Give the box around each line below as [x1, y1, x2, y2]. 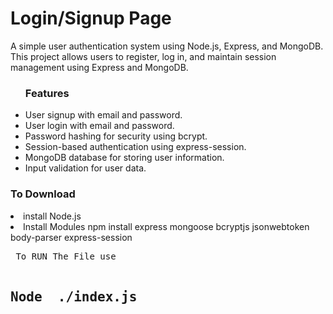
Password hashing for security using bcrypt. [24, 130, 208, 142]
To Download [10, 187, 76, 201]
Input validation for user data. [24, 162, 147, 174]
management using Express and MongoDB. [10, 61, 189, 73]
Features [24, 86, 70, 100]
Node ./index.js [10, 288, 138, 305]
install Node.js [23, 210, 82, 222]
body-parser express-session [10, 231, 133, 243]
